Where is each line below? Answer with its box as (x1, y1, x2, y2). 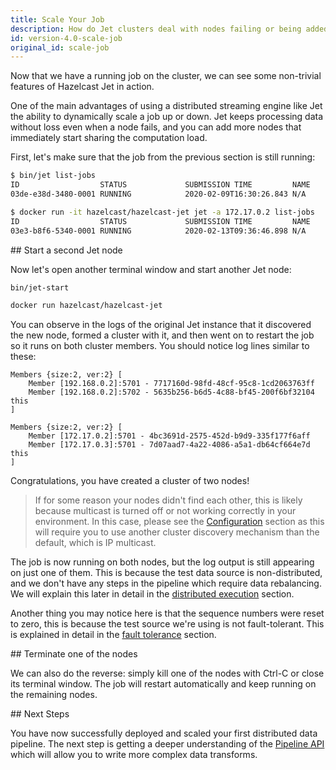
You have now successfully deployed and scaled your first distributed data (10, 727, 318, 740)
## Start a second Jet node (10, 244, 123, 256)
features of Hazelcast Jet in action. (10, 81, 155, 93)
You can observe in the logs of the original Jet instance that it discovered (10, 319, 312, 331)
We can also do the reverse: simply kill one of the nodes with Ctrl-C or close (10, 667, 325, 680)
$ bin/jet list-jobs (10, 171, 97, 181)
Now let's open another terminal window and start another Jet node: (10, 263, 292, 275)
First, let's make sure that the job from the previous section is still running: (10, 151, 316, 163)
